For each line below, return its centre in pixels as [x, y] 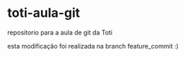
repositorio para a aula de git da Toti [60, 32]
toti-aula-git [44, 13]
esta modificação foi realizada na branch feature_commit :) [93, 46]
